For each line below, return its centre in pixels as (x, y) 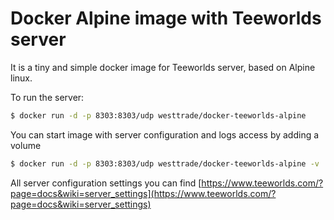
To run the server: (47, 97)
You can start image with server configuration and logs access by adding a (165, 134)
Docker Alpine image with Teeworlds (166, 18)
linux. (21, 78)
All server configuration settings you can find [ (106, 183)
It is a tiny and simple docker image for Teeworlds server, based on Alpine (163, 67)
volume (26, 145)
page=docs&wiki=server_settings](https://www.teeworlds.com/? (143, 193)
